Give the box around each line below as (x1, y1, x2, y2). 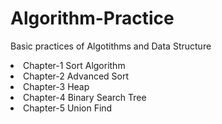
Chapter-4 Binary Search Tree (23, 91, 147, 103)
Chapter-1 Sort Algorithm (23, 59, 126, 71)
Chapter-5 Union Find (23, 102, 113, 114)
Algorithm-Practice (10, 7, 175, 30)
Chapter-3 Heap (23, 80, 90, 92)
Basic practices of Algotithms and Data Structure (10, 40, 212, 52)
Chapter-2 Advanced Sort (23, 70, 130, 82)
